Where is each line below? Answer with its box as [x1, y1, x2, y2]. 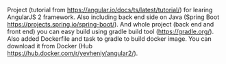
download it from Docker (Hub [7, 42, 93, 50]
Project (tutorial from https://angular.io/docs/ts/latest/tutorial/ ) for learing [7, 6, 213, 14]
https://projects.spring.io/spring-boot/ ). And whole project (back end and [7, 20, 214, 28]
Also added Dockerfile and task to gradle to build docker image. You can [7, 35, 212, 43]
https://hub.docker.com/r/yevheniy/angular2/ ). [7, 49, 138, 57]
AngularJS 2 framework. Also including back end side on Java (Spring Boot [7, 13, 220, 21]
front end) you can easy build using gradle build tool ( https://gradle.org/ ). [7, 27, 214, 35]
